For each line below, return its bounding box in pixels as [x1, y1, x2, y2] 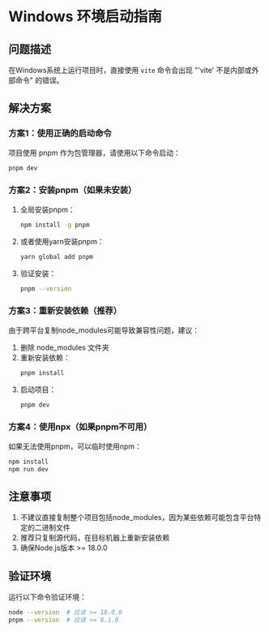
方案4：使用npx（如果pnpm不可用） [8, 421, 152, 432]
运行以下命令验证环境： [8, 592, 87, 602]
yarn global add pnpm [19, 252, 93, 260]
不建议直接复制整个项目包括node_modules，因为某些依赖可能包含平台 [19, 513, 254, 522]
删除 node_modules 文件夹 [19, 342, 109, 352]
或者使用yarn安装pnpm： [19, 236, 105, 246]
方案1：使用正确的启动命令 [8, 127, 112, 139]
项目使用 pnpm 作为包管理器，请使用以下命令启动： [8, 148, 181, 157]
